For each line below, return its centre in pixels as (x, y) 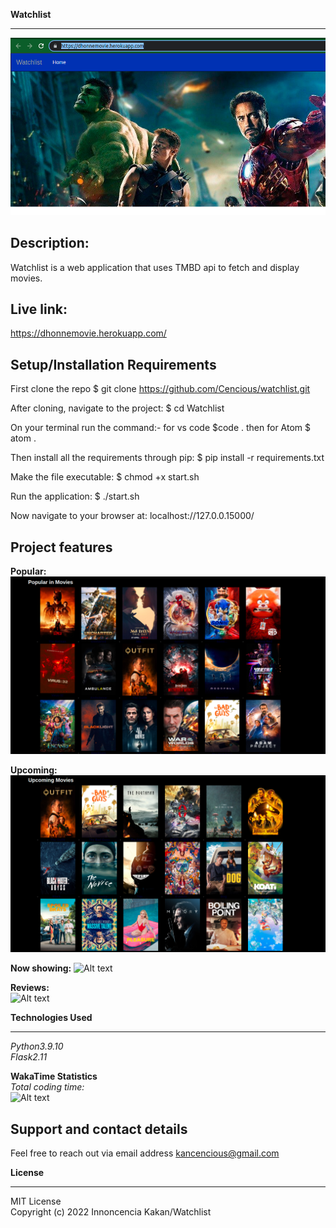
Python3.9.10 (37, 1046)
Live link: (39, 309)
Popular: (28, 571)
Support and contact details (99, 1129)
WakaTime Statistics (54, 1076)
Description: (50, 243)
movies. (26, 278)
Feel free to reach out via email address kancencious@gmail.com (145, 1153)
